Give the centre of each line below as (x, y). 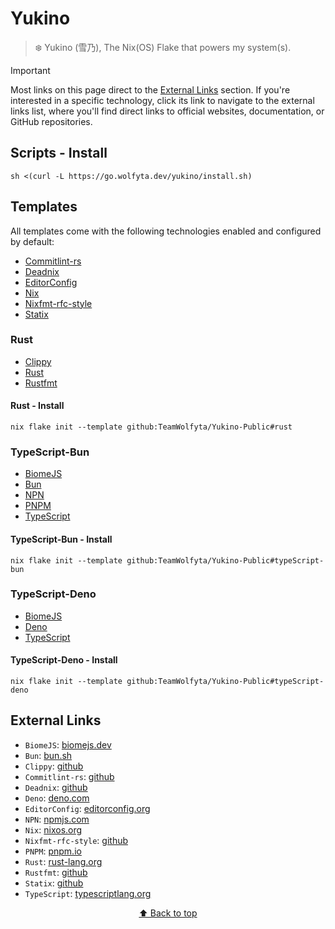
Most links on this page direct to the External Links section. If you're (150, 89)
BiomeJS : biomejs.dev (68, 744)
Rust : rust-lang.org (63, 861)
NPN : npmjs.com (57, 819)
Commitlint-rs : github (69, 776)
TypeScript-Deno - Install (64, 660)
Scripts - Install (59, 153)
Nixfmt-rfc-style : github (76, 840)
